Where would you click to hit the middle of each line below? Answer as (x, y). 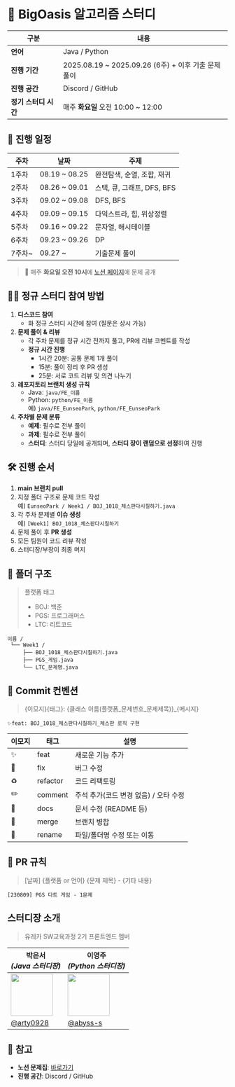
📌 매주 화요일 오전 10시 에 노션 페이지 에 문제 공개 (90, 272)
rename (50, 835)
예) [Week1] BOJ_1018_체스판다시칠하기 (68, 523)
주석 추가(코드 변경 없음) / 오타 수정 (130, 795)
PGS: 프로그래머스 (60, 616)
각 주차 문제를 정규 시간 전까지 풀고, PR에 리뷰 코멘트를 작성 (109, 340)
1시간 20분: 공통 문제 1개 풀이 (78, 358)
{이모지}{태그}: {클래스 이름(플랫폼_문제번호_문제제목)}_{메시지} (112, 709)
